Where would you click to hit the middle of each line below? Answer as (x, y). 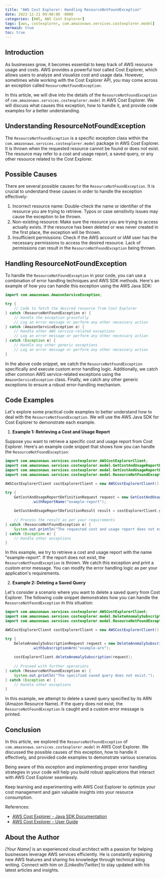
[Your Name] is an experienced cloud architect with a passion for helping (79, 849)
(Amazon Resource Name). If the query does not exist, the (64, 704)
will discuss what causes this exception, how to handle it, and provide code (81, 105)
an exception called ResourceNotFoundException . (54, 85)
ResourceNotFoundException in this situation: (49, 603)
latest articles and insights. (32, 870)
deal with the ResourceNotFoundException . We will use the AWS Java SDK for (82, 417)
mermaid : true (20, 28)
